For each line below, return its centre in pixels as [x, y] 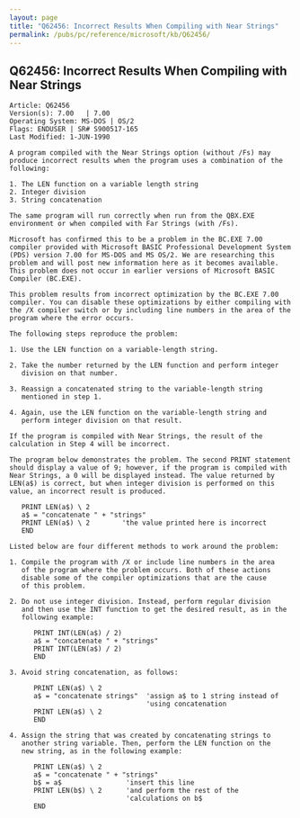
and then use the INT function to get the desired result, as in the [154, 610]
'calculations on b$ [164, 799]
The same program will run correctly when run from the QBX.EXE [132, 216]
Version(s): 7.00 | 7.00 [60, 113]
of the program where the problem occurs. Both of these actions [146, 571]
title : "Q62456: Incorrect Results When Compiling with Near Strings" [144, 26]
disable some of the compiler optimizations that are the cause [144, 578]
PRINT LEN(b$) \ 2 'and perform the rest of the [136, 791]
